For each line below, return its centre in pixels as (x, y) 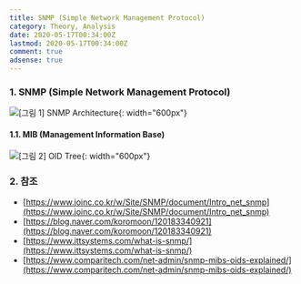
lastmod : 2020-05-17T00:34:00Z (69, 43)
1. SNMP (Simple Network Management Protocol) (120, 92)
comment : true (36, 52)
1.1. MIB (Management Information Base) (87, 134)
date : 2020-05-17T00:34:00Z (63, 35)
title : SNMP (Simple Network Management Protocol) (107, 18)
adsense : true (36, 60)
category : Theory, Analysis (63, 26)
